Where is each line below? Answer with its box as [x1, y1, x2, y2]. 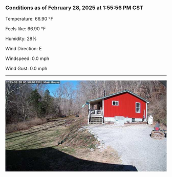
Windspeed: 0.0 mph [5, 55, 50, 62]
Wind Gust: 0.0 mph [5, 66, 48, 72]
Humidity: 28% [5, 35, 37, 42]
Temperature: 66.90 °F [5, 16, 54, 22]
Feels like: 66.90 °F [5, 26, 46, 32]
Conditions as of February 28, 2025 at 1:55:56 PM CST [5, 4, 143, 11]
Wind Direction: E [5, 46, 42, 52]
